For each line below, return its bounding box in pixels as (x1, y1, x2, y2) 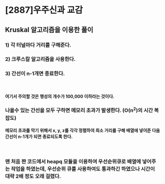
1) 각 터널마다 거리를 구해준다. (5, 41, 72, 48)
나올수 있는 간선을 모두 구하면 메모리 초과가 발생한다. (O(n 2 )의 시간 (5, 106, 153, 114)
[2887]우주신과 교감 (5, 4, 83, 16)
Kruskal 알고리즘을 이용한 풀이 (5, 26, 93, 34)
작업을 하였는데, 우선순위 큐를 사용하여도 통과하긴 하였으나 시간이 (10, 165, 155, 172)
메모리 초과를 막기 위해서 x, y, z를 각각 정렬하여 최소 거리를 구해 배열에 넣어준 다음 (5, 128, 160, 133)
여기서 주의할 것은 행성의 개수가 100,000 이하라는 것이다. (5, 94, 114, 100)
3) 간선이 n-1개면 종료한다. (5, 70, 65, 77)
